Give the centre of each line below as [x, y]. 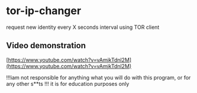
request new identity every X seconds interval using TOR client [83, 27]
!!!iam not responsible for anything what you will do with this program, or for [98, 77]
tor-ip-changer [44, 11]
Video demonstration [46, 46]
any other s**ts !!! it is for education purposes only [68, 84]
